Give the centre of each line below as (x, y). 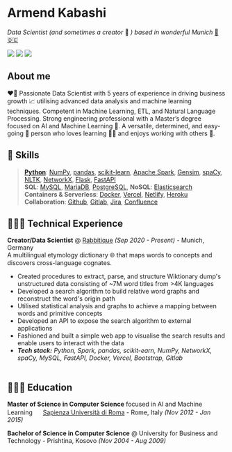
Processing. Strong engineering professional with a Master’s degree (104, 118)
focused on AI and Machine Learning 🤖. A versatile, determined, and (105, 126)
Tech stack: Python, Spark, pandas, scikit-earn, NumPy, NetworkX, (115, 351)
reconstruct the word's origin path (66, 299)
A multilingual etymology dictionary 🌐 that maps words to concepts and (110, 255)
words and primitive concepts (60, 314)
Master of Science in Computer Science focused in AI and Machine (105, 404)
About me (29, 76)
